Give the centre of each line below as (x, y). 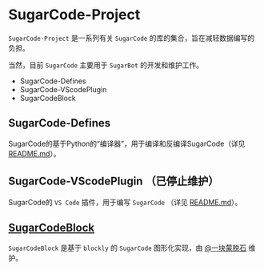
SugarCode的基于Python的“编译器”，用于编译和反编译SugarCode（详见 (127, 143)
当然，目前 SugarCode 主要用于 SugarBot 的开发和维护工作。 (106, 65)
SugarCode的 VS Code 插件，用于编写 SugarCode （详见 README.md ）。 (125, 202)
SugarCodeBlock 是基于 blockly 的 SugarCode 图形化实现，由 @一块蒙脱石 (127, 248)
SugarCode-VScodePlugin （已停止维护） (114, 181)
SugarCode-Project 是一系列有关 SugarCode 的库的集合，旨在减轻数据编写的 (131, 38)
